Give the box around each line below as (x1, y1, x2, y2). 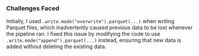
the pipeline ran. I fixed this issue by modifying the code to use (6, 30, 161, 38)
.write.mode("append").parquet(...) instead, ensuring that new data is (6, 37, 182, 44)
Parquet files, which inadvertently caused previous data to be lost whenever (6, 24, 193, 31)
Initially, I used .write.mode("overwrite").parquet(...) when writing (6, 18, 175, 25)
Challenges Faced (6, 4, 60, 13)
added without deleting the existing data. (6, 43, 107, 50)
